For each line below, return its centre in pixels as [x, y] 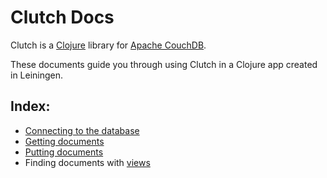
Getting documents [64, 141]
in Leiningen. [37, 75]
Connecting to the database [82, 130]
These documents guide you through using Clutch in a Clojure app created [164, 64]
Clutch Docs [62, 17]
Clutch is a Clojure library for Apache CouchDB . [108, 45]
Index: [30, 106]
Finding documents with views [87, 162]
